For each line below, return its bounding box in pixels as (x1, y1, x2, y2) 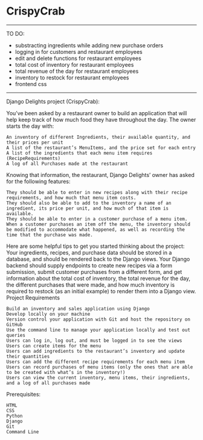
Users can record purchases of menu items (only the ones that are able (6, 364, 193, 370)
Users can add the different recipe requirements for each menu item (6, 359, 185, 365)
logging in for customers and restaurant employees (14, 48, 143, 55)
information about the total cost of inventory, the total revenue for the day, (6, 275, 190, 282)
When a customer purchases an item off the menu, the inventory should (6, 221, 190, 227)
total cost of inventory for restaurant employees (14, 61, 134, 68)
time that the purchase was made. (6, 232, 94, 238)
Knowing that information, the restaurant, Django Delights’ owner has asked (6, 171, 195, 178)
